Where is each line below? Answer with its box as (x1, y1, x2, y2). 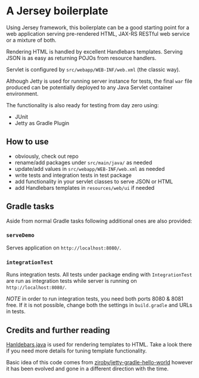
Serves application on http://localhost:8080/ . (6, 244, 122, 251)
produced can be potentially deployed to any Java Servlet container (6, 83, 173, 90)
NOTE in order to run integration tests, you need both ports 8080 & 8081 (6, 295, 184, 302)
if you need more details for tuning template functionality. (6, 347, 147, 354)
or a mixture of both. (6, 36, 57, 43)
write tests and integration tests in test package (14, 171, 132, 179)
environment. (6, 90, 39, 97)
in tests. (6, 308, 26, 315)
